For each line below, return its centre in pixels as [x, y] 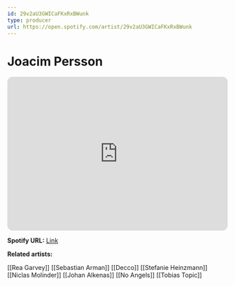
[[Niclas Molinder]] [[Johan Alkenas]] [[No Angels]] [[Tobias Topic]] [105, 275]
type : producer [29, 20]
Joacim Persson [55, 61]
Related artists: [30, 254]
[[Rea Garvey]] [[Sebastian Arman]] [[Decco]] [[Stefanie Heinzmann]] [107, 268]
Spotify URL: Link [33, 241]
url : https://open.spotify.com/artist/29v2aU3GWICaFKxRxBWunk [100, 27]
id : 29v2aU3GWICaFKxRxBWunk [48, 14]
